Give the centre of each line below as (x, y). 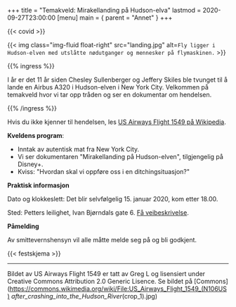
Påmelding (24, 226)
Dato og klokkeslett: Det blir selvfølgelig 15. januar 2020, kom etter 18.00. (113, 199)
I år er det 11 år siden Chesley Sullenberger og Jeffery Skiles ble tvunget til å (118, 80)
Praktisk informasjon (39, 185)
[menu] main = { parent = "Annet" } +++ (115, 18)
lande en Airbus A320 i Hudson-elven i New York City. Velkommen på (108, 87)
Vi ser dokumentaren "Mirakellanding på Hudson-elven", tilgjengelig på (120, 157)
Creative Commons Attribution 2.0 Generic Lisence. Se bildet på (100, 281)
